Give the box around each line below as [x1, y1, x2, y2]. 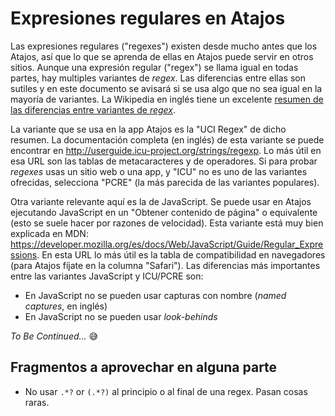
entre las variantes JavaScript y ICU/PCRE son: [10, 270, 204, 282]
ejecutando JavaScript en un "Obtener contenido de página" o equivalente [10, 206, 318, 218]
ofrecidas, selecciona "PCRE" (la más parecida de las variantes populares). [10, 176, 320, 188]
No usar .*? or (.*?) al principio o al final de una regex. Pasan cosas [24, 385, 308, 397]
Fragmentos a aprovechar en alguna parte [10, 359, 278, 376]
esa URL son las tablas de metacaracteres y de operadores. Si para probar [10, 155, 318, 167]
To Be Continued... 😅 [10, 330, 99, 342]
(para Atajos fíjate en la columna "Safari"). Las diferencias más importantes [10, 259, 321, 271]
